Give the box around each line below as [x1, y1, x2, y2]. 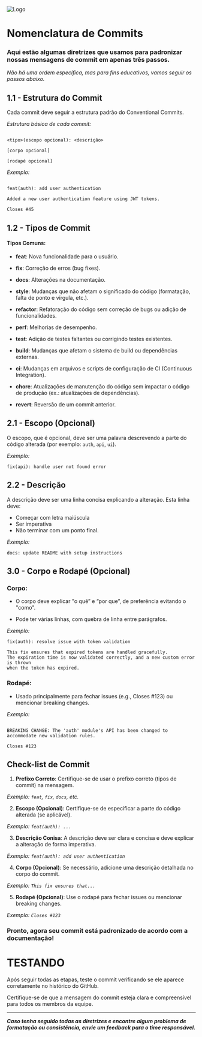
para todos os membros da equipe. [7, 1000, 94, 1008]
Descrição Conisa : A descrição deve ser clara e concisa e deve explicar [15, 834, 194, 842]
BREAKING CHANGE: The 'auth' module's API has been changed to [7, 727, 168, 734]
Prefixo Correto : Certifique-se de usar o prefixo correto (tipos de [15, 775, 177, 782]
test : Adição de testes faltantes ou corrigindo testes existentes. [15, 335, 173, 342]
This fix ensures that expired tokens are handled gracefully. [7, 649, 168, 656]
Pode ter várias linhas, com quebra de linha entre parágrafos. [15, 616, 167, 623]
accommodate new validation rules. [7, 732, 96, 738]
